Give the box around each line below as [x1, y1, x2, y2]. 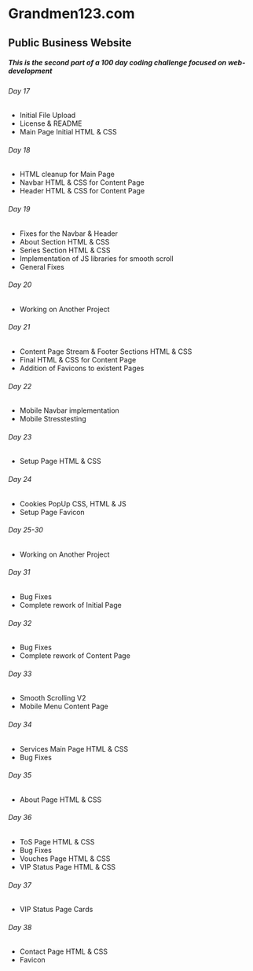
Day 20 [8, 280, 32, 289]
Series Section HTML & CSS [19, 245, 112, 255]
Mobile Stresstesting [19, 414, 86, 424]
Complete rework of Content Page [19, 651, 131, 660]
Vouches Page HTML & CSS [19, 854, 111, 863]
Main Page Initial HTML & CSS [19, 127, 118, 137]
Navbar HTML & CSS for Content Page [19, 178, 145, 187]
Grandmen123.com [8, 5, 135, 23]
